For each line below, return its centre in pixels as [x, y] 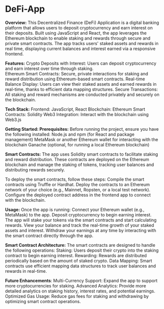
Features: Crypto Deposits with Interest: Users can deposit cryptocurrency [81, 63]
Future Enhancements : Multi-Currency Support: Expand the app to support [81, 281]
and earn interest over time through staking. [49, 68]
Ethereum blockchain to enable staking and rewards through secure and [78, 38]
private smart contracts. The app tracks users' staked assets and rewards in [82, 43]
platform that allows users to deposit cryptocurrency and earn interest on [79, 27]
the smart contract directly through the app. [49, 236]
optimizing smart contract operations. [43, 301]
